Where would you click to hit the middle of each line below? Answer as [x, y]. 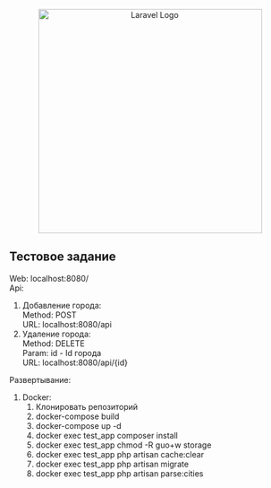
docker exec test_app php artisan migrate [112, 464]
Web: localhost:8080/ [49, 278]
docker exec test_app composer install [107, 435]
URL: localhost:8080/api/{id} [75, 362]
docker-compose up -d [79, 425]
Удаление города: [56, 334]
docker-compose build [77, 416]
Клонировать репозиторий [87, 406]
